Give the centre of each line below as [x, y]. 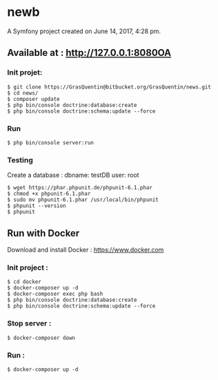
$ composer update [33, 99]
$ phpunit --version [37, 206]
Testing [20, 160]
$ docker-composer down [41, 338]
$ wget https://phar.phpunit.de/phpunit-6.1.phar [80, 188]
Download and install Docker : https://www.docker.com [86, 250]
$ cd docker [24, 282]
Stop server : [29, 323]
